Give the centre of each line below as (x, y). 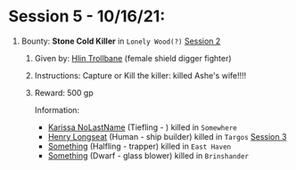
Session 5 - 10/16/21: (87, 16)
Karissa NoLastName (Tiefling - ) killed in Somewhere (142, 127)
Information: (57, 109)
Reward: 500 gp (64, 93)
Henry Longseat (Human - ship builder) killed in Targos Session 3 (167, 136)
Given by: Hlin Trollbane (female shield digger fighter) (133, 58)
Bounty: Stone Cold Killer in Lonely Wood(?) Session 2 (121, 41)
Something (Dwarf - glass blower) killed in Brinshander (148, 155)
